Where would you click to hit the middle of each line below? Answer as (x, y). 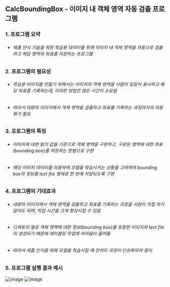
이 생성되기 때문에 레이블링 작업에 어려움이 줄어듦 (61, 234)
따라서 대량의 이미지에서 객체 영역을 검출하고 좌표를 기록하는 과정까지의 (83, 107)
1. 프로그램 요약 (23, 35)
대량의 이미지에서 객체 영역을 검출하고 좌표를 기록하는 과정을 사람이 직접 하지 (89, 204)
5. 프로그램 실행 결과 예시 (34, 268)
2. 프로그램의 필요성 (28, 71)
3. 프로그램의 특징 (26, 131)
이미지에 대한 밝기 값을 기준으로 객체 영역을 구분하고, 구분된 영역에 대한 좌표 (88, 144)
